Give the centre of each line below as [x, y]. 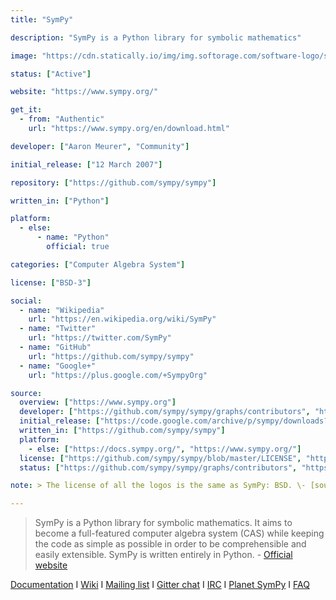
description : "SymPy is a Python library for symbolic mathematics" [156, 37]
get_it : [26, 110]
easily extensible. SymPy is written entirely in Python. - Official [163, 555]
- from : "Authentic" [62, 119]
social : [26, 301]
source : [26, 393]
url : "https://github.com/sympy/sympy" [111, 356]
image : [24, 56]
